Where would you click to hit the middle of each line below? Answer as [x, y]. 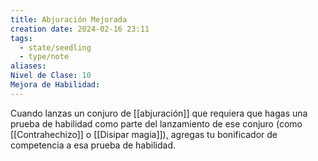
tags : [21, 38]
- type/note [44, 57]
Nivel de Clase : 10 [51, 76]
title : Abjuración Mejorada [69, 19]
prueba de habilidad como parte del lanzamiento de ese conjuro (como [156, 123]
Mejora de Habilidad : [55, 85]
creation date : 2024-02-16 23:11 [80, 29]
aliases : [28, 66]
